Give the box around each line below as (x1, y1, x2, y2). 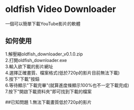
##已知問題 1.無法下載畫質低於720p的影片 (5, 99, 92, 105)
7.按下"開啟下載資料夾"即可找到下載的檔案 (5, 88, 92, 94)
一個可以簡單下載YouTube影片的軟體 (5, 20, 81, 26)
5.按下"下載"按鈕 (5, 76, 40, 82)
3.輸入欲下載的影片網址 (5, 63, 54, 69)
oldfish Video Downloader (5, 3, 116, 15)
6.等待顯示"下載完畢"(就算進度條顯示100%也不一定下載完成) (5, 82, 129, 88)
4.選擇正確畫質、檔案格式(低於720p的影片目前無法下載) (5, 69, 120, 75)
